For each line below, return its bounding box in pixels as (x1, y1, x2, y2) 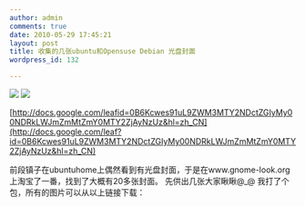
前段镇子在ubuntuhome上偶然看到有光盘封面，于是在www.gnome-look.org (9, 164, 290, 175)
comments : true (9, 22, 67, 31)
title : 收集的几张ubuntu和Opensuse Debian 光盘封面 (9, 47, 196, 56)
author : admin (9, 13, 64, 23)
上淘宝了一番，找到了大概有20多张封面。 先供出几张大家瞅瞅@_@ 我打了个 (9, 176, 290, 186)
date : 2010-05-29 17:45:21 (9, 30, 112, 39)
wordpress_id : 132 (9, 55, 79, 64)
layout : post (9, 38, 59, 48)
